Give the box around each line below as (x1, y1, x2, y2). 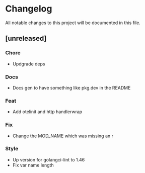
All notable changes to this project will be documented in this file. (5, 20, 141, 26)
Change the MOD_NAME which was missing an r (12, 133, 113, 139)
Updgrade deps (12, 61, 45, 67)
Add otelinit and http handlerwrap (12, 109, 83, 115)
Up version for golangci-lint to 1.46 (12, 156, 85, 162)
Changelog (5, 3, 52, 15)
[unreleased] (5, 34, 47, 43)
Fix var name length (12, 162, 54, 168)
